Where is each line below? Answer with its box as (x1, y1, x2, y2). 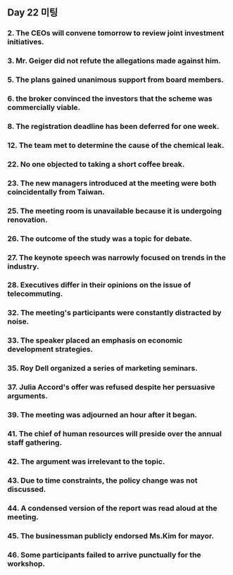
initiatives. (7, 37, 44, 47)
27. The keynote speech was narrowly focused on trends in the (7, 252, 227, 262)
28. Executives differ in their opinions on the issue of (7, 280, 191, 290)
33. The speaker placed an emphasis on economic (7, 335, 183, 345)
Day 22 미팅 (7, 6, 58, 19)
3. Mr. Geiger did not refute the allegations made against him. (7, 56, 221, 66)
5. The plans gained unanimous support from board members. (7, 75, 224, 85)
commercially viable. (7, 103, 81, 113)
